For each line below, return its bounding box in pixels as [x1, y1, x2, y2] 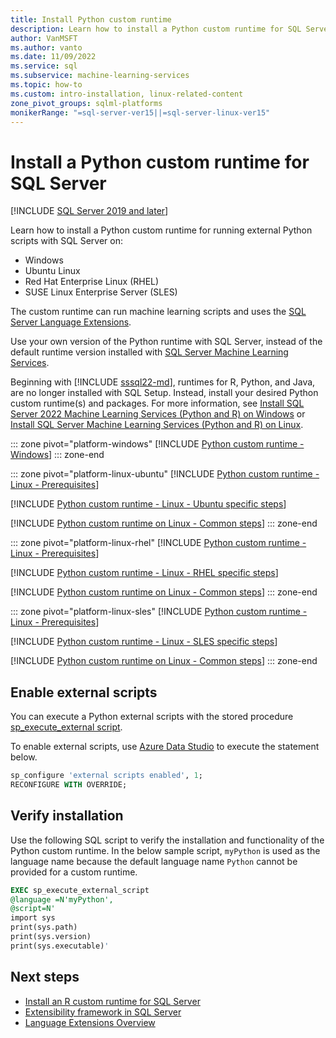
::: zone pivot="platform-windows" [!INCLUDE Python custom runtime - [10, 438, 305, 450]
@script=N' [10, 904, 56, 914]
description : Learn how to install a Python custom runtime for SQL [10, 24, 302, 34]
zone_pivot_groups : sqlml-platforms [10, 98, 163, 108]
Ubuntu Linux [24, 265, 81, 277]
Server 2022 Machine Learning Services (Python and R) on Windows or [10, 408, 306, 420]
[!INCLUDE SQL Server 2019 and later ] [10, 205, 169, 217]
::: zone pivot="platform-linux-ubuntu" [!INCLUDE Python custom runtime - [10, 468, 320, 480]
